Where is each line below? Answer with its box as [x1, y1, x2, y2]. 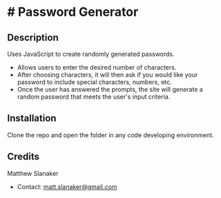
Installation [7, 112, 57, 124]
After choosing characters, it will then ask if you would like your [17, 70, 198, 79]
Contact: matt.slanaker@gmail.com [17, 182, 117, 190]
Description [7, 32, 59, 43]
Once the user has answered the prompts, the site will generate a [17, 86, 204, 93]
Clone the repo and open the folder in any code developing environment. [7, 130, 214, 139]
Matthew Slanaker [7, 169, 59, 177]
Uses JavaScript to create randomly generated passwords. [7, 50, 175, 58]
